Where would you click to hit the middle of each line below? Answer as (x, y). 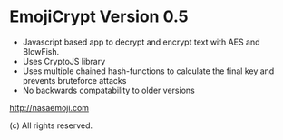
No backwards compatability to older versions (108, 90)
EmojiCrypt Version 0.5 (99, 17)
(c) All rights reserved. (51, 125)
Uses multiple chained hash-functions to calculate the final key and (148, 71)
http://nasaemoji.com (49, 107)
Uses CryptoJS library (64, 61)
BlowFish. (41, 51)
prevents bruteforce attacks (74, 80)
